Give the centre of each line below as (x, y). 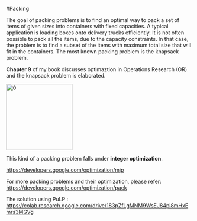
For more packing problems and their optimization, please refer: (84, 181)
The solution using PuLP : (37, 199)
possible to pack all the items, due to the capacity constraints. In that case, (97, 39)
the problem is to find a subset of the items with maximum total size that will (98, 45)
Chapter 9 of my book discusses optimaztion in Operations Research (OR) (97, 69)
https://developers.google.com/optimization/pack (67, 188)
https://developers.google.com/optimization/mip (65, 170)
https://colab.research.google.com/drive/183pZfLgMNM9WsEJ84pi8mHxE (97, 206)
